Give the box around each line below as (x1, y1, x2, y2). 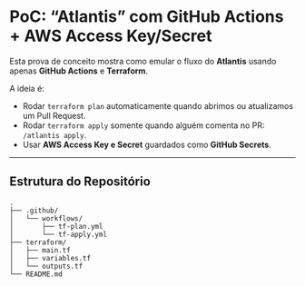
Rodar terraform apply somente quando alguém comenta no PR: (22, 120, 265, 131)
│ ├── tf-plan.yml (9, 222, 103, 231)
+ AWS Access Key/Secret (9, 25, 212, 46)
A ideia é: (9, 83, 45, 94)
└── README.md (9, 270, 64, 279)
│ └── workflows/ (9, 213, 84, 223)
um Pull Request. (22, 110, 86, 121)
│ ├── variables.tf (9, 253, 92, 262)
